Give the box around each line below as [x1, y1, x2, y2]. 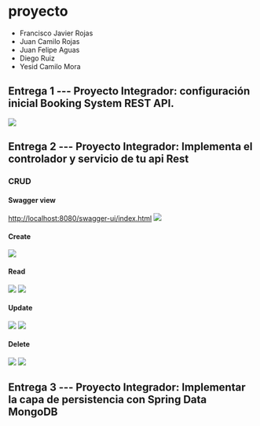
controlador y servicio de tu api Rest [8, 152, 189, 166]
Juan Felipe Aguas [19, 45, 80, 54]
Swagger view [8, 195, 57, 204]
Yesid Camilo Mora [19, 61, 81, 71]
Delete [8, 340, 30, 349]
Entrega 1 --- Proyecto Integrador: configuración [8, 85, 251, 98]
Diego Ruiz [19, 53, 55, 63]
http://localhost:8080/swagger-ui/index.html [8, 214, 152, 223]
